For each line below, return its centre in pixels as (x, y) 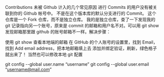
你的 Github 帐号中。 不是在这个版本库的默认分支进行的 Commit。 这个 (85, 13)
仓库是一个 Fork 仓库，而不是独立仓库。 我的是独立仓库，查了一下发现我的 (80, 19)
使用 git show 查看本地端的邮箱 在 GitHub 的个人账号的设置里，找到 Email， (82, 42)
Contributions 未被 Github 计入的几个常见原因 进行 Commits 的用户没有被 (79, 7)
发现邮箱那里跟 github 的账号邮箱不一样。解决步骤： (58, 32)
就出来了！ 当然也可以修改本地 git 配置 (44, 54)
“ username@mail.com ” (28, 69)
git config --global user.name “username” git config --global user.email (77, 64)
